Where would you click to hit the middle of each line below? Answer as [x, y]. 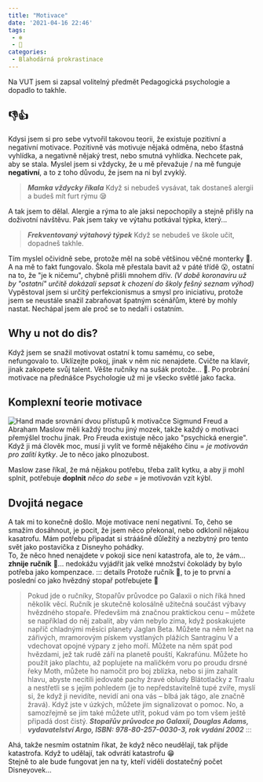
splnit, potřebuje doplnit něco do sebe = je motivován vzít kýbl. [110, 478]
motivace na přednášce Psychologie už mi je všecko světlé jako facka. [122, 377]
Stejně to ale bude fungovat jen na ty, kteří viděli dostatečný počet [115, 762]
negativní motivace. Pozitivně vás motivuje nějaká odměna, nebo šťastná [126, 147]
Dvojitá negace [46, 503]
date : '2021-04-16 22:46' [50, 23]
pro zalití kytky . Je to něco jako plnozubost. [79, 454]
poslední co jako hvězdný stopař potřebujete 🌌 [83, 580]
